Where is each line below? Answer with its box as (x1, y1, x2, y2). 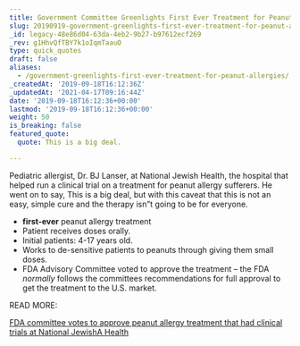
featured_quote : (9, 130, 70, 139)
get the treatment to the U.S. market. (21, 283, 158, 293)
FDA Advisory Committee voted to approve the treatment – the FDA (21, 263, 270, 274)
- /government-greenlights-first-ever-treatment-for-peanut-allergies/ (17, 72, 290, 80)
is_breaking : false (9, 122, 82, 131)
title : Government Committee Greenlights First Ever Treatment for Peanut (9, 13, 294, 22)
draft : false (9, 55, 58, 63)
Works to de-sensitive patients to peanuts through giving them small (21, 244, 274, 255)
